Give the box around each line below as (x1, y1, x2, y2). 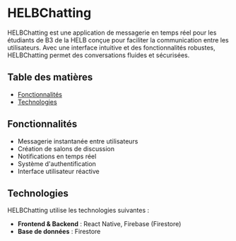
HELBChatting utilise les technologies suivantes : (7, 206, 150, 215)
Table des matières (7, 71, 93, 83)
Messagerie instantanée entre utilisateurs (17, 136, 138, 146)
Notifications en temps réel (17, 152, 97, 160)
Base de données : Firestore (17, 228, 101, 236)
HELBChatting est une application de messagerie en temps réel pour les (7, 28, 217, 37)
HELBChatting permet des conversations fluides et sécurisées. (7, 51, 190, 59)
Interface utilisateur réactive (17, 167, 100, 175)
